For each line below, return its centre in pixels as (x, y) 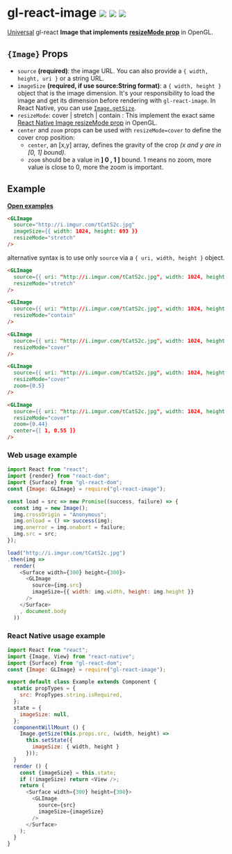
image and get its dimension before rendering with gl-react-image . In (116, 100)
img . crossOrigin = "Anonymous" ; (60, 514)
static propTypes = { (45, 689)
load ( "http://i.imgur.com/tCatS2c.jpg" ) (67, 553)
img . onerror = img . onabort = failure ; (70, 527)
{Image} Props (38, 54)
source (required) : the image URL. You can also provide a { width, (113, 70)
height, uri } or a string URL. (61, 78)
